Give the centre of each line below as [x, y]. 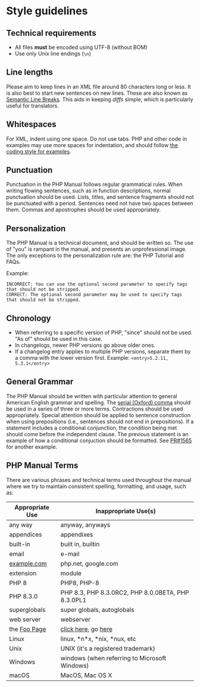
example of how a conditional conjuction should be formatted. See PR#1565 [99, 440]
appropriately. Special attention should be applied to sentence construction [98, 415]
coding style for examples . [39, 151]
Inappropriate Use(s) [126, 511]
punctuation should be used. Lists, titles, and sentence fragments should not [100, 197]
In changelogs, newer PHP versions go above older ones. [85, 345]
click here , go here [87, 629]
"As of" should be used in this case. [59, 339]
